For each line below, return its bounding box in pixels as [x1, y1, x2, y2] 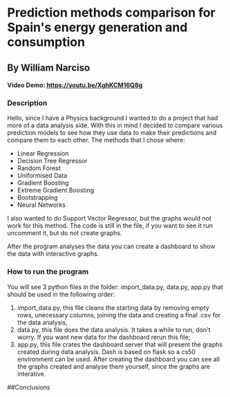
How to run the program [7, 267, 89, 277]
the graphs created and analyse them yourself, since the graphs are [17, 362, 211, 371]
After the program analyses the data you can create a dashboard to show [7, 242, 215, 250]
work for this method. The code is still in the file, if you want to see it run [7, 221, 213, 230]
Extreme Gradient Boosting [17, 186, 95, 194]
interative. [17, 369, 46, 378]
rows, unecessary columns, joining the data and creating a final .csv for [17, 311, 221, 319]
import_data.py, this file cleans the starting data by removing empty [17, 303, 209, 312]
